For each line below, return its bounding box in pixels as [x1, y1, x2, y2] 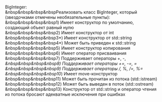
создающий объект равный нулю [5, 25, 74, 30]
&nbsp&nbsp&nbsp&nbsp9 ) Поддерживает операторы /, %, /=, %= [5, 66, 144, 72]
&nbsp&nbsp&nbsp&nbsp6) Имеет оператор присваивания [5, 50, 126, 56]
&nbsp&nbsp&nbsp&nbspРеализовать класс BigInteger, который [5, 9, 138, 15]
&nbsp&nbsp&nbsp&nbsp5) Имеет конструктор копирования [5, 45, 130, 51]
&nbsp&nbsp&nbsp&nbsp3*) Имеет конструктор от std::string [5, 35, 132, 41]
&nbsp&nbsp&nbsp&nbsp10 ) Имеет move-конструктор [5, 71, 118, 76]
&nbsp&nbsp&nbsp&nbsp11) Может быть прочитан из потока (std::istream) [5, 76, 158, 82]
